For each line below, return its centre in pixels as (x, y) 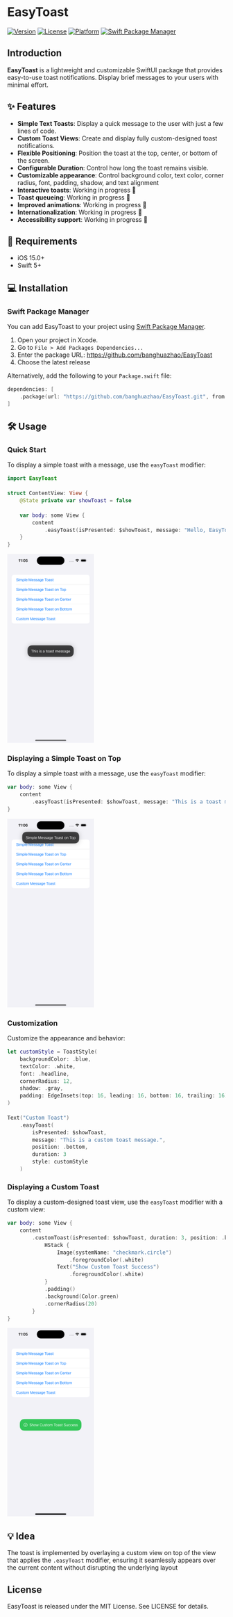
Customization (33, 1023)
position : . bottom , (60, 1147)
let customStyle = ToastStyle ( (52, 1052)
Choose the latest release (54, 362)
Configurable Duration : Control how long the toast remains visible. (113, 168)
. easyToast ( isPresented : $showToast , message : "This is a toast (127, 802)
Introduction (35, 53)
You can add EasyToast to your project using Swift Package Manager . (106, 327)
